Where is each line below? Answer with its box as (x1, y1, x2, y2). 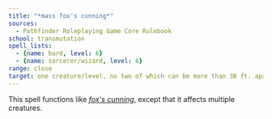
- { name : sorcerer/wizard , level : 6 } (15, 57, 143, 66)
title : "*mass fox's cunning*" (8, 11, 114, 20)
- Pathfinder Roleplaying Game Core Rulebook (15, 27, 172, 35)
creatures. (8, 103, 43, 113)
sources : (8, 19, 38, 28)
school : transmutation (8, 34, 85, 43)
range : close (8, 65, 53, 73)
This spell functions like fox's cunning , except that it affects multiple (8, 94, 235, 104)
